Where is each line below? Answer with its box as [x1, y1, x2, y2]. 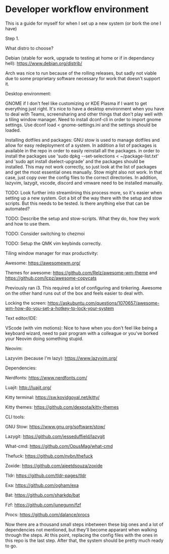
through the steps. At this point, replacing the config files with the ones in [5, 532, 158, 538]
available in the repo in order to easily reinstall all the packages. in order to [5, 147, 160, 153]
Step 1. [5, 35, 19, 41]
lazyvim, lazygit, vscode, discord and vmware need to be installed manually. [5, 180, 163, 186]
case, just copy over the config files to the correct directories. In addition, [5, 174, 158, 180]
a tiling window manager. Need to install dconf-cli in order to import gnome [5, 116, 161, 122]
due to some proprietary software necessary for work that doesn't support [5, 75, 160, 81]
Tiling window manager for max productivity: [5, 250, 98, 256]
